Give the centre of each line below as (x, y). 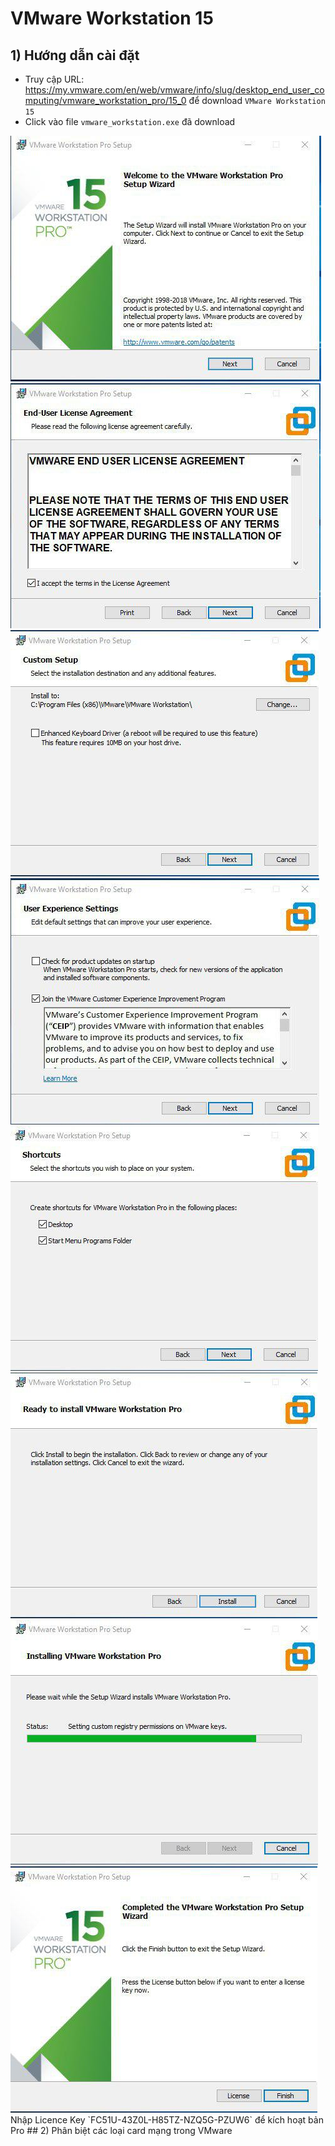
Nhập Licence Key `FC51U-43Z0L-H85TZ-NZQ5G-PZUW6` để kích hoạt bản (167, 2120)
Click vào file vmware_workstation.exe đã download (130, 121)
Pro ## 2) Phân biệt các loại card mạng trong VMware (121, 2130)
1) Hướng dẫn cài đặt (75, 55)
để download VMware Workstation (257, 100)
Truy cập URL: (54, 79)
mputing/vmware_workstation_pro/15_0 (105, 100)
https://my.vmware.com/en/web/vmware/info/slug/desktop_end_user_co (174, 90)
